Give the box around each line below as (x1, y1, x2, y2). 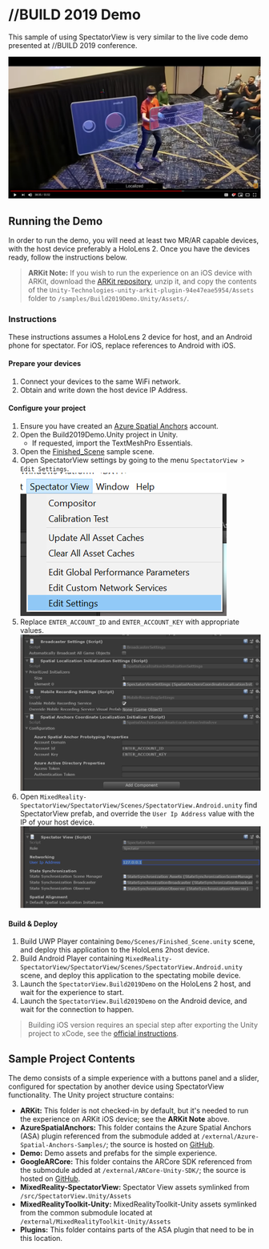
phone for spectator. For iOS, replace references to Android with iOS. (8, 340, 236, 350)
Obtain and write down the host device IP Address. (19, 385, 188, 394)
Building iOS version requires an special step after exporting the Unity (27, 1020, 259, 1030)
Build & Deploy (8, 919, 58, 929)
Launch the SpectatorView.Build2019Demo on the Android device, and (19, 996, 247, 1006)
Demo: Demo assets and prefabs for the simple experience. (19, 1148, 218, 1158)
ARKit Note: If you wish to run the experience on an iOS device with (27, 268, 252, 278)
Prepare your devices (8, 359, 82, 369)
